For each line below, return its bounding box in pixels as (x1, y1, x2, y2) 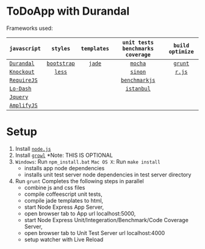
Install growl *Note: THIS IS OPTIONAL (15, 151, 113, 159)
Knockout (9, 68, 35, 75)
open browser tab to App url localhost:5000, (24, 209, 136, 217)
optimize (168, 48, 194, 55)
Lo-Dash (9, 85, 32, 92)
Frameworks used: (6, 24, 53, 32)
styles (51, 45, 71, 52)
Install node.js (15, 145, 51, 152)
